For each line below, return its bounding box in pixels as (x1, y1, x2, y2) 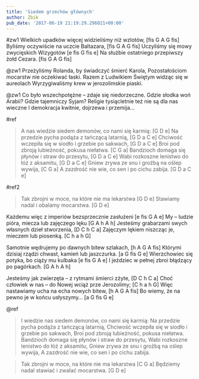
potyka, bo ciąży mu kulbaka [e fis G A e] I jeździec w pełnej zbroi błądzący (6, 257, 192, 264)
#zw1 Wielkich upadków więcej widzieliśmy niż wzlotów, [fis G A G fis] (6, 37, 179, 44)
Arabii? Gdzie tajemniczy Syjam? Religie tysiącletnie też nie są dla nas (6, 98, 178, 105)
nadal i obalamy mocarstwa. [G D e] (20, 201, 109, 209)
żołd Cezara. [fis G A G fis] (6, 55, 72, 63)
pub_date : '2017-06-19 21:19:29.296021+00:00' (6, 20, 124, 26)
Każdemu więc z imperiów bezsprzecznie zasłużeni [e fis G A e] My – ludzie (6, 213, 194, 221)
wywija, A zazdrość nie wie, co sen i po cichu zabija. (20, 349, 151, 356)
